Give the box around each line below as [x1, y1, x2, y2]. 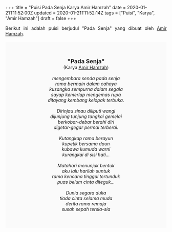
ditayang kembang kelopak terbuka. [48, 97, 124, 103]
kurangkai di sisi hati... [62, 151, 110, 158]
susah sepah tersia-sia [61, 206, 111, 212]
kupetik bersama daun [62, 141, 110, 147]
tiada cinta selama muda [59, 195, 113, 201]
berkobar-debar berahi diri [58, 119, 114, 125]
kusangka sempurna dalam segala [49, 86, 123, 92]
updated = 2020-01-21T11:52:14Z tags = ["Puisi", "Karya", [34, 10, 155, 16]
